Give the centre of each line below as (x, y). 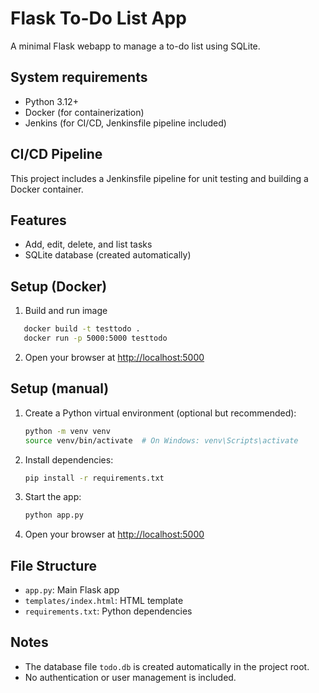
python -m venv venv (67, 431)
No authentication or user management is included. (130, 677)
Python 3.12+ (51, 101)
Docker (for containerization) (84, 112)
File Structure (53, 565)
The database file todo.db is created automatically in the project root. (167, 666)
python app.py (54, 515)
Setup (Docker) (59, 286)
